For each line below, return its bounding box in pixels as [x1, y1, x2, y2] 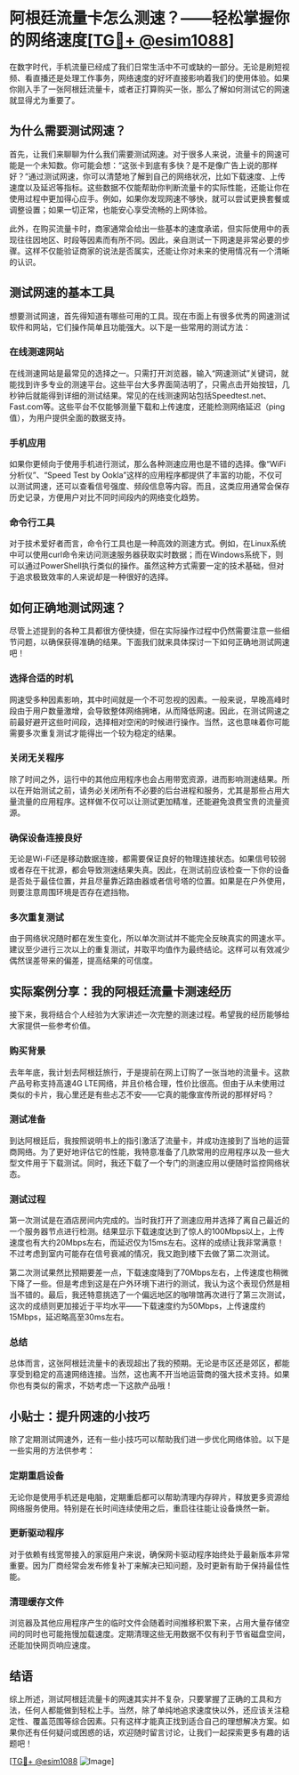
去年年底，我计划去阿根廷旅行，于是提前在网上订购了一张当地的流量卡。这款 [9, 1067, 290, 1077]
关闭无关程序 [9, 752, 65, 764]
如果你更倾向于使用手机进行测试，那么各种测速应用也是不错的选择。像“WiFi [9, 459, 287, 470]
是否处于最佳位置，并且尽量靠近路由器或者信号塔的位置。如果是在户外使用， [9, 875, 290, 886]
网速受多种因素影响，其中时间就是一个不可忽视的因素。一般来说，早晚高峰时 [9, 694, 290, 705]
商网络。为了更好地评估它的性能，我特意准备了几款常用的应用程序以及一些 [9, 1146, 282, 1157]
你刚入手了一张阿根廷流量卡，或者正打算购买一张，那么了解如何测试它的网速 [9, 84, 290, 94]
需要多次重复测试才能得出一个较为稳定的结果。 [9, 727, 181, 738]
